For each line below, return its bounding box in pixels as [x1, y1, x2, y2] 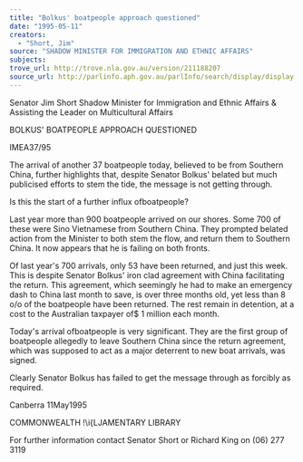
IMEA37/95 [9, 141, 52, 152]
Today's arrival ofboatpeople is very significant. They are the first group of [9, 325, 288, 336]
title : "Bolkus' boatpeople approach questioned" [9, 13, 201, 23]
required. [9, 381, 44, 392]
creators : [9, 30, 47, 39]
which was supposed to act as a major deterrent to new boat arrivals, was [9, 345, 286, 356]
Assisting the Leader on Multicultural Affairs [9, 106, 174, 118]
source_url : [9, 72, 54, 82]
